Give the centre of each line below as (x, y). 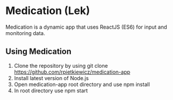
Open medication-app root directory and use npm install (82, 84)
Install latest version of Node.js (51, 78)
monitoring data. (25, 33)
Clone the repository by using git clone (61, 65)
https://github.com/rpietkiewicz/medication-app (72, 72)
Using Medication (38, 52)
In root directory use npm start (51, 90)
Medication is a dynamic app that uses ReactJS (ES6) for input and (86, 27)
